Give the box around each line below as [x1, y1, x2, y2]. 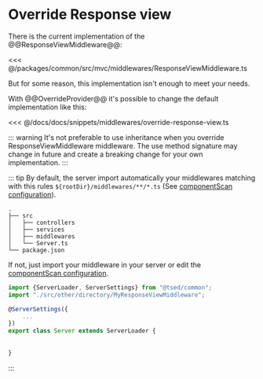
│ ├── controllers [8, 219, 76, 226]
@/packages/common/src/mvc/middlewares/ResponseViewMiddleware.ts [8, 63, 247, 72]
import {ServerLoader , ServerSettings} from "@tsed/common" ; [8, 283, 213, 292]
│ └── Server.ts [8, 239, 68, 247]
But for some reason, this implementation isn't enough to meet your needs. [8, 79, 250, 88]
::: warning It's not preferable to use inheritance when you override [8, 132, 225, 142]
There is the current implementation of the [8, 31, 145, 41]
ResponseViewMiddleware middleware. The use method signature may [8, 141, 238, 150]
